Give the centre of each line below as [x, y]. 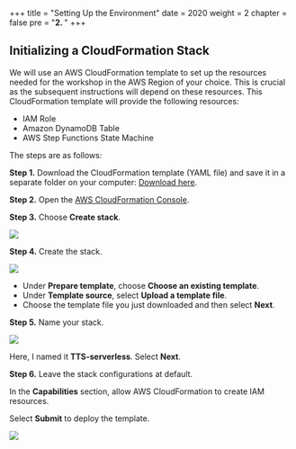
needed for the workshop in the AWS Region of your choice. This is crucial [148, 82]
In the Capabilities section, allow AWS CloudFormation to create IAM [137, 391]
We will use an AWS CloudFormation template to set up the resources [138, 72]
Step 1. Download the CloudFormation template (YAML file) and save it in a [148, 172]
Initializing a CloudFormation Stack [109, 51]
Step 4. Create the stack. [56, 251]
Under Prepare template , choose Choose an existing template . [140, 285]
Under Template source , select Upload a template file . [125, 295]
